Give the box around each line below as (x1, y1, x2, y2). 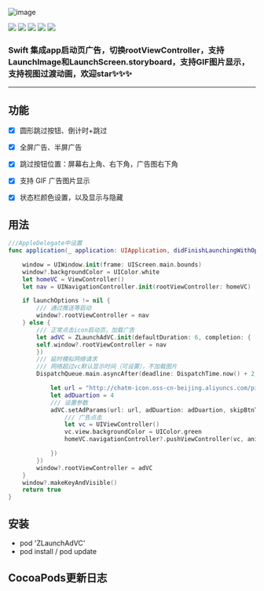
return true (22, 486, 61, 494)
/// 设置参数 (49, 398, 89, 406)
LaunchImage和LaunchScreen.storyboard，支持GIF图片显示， (8, 56, 250, 67)
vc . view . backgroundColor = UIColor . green (64, 428, 202, 436)
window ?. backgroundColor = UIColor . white (22, 268, 159, 276)
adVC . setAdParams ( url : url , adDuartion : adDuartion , (49, 406, 226, 414)
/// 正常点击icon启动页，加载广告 (36, 326, 135, 334)
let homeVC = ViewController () (22, 275, 125, 283)
